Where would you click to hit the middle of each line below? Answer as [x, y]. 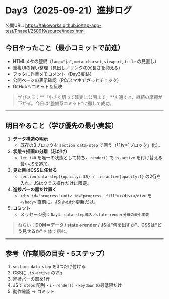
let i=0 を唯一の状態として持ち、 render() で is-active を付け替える [91, 157]
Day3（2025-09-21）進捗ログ [69, 10]
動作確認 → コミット [34, 292]
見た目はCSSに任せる [35, 170]
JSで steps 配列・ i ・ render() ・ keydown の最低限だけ [67, 285]
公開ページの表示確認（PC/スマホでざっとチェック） [67, 80]
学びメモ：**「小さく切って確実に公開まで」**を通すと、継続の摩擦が [90, 97]
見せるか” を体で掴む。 [46, 231]
